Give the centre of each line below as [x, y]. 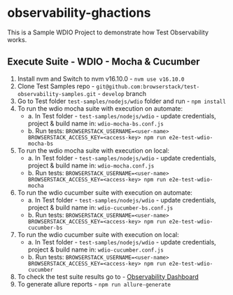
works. [17, 39]
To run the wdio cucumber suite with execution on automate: [105, 192]
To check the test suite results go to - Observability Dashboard [108, 276]
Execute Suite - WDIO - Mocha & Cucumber [104, 62]
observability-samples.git [57, 94]
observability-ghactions [79, 13]
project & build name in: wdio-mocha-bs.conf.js [96, 123]
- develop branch [122, 93]
